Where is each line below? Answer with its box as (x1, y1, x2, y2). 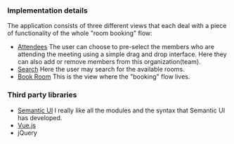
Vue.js (17, 121, 37, 129)
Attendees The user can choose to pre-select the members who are (17, 43, 214, 51)
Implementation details (7, 6, 88, 15)
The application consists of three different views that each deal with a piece (7, 22, 227, 30)
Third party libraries (7, 90, 77, 100)
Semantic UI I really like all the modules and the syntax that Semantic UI (17, 106, 226, 114)
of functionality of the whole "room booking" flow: (7, 29, 152, 37)
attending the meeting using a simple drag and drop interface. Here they (17, 50, 227, 58)
